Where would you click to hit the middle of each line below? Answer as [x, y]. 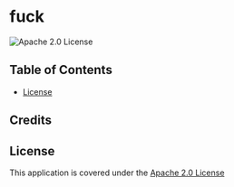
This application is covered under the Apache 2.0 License [117, 173]
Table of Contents [61, 70]
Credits [31, 121]
